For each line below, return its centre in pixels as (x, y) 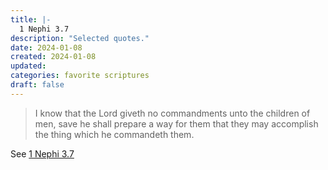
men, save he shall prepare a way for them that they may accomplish (176, 123)
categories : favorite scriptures (80, 76)
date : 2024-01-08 (46, 47)
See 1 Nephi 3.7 (42, 153)
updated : (28, 66)
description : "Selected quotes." (80, 38)
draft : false (37, 85)
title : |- (31, 19)
